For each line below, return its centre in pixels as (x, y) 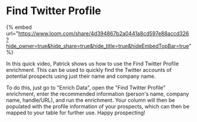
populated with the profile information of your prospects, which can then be (98, 106)
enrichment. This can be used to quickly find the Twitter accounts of (89, 70)
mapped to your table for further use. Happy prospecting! (76, 113)
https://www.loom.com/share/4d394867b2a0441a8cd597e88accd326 (103, 33)
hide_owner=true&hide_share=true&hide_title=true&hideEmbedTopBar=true (98, 46)
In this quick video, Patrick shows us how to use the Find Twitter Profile (93, 64)
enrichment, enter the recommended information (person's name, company (98, 94)
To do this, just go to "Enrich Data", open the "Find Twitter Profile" (86, 87)
